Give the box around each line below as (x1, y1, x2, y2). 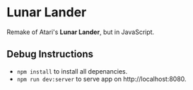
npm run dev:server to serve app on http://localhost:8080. (16, 74, 187, 83)
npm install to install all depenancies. (16, 67, 128, 75)
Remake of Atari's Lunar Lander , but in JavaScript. (6, 28, 155, 36)
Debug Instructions (6, 48, 93, 60)
